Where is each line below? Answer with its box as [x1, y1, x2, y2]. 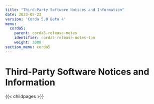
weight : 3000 [14, 40, 42, 45]
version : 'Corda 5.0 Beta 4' [5, 16, 66, 21]
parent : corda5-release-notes [14, 30, 78, 35]
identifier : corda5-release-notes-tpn [14, 35, 95, 40]
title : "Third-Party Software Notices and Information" [5, 7, 124, 12]
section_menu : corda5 [5, 44, 51, 49]
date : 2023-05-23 [5, 12, 42, 17]
